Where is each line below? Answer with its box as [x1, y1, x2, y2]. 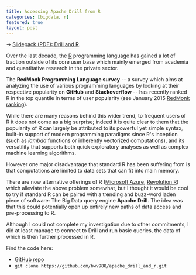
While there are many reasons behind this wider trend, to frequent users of [6, 112, 186, 119]
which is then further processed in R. [6, 233, 95, 240]
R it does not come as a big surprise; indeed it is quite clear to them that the [6, 118, 189, 126]
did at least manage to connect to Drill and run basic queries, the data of [6, 227, 181, 234]
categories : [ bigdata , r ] [6, 14, 69, 20]
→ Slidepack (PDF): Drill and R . [6, 41, 81, 48]
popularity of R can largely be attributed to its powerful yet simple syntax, [6, 125, 183, 132]
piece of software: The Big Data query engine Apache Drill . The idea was [6, 197, 183, 204]
